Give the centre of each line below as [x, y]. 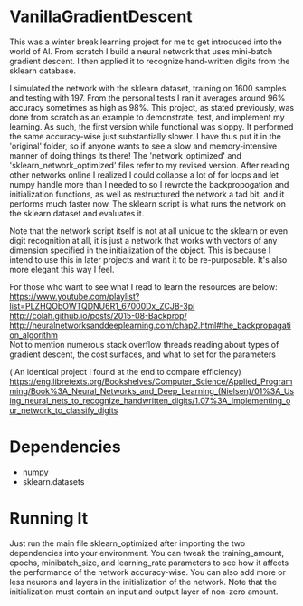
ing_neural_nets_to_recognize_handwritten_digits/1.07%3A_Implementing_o [150, 400]
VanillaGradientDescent [101, 17]
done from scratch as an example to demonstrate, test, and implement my [147, 117]
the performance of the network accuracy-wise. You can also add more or [148, 572]
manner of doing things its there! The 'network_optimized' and [126, 155]
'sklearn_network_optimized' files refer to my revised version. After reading [150, 165]
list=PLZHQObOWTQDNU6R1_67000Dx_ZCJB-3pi [102, 306]
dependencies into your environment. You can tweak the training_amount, [147, 553]
